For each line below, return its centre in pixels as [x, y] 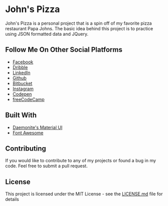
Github [19, 78]
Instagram [23, 89]
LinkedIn [21, 73]
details [12, 199]
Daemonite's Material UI [37, 127]
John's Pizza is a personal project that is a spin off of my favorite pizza [78, 23]
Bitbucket [22, 83]
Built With [21, 115]
